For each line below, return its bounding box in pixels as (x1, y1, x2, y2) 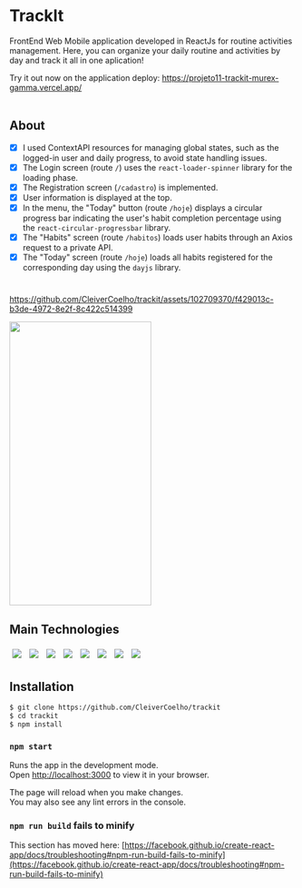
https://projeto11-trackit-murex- (161, 72, 279, 83)
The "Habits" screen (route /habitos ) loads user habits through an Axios (22, 232, 293, 243)
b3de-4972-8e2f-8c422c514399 (9, 303, 133, 314)
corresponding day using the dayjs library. (22, 262, 181, 273)
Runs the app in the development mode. (9, 759, 159, 770)
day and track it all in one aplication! (9, 54, 144, 65)
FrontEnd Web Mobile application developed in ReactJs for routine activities (9, 35, 293, 46)
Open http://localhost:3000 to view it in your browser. (9, 769, 210, 780)
